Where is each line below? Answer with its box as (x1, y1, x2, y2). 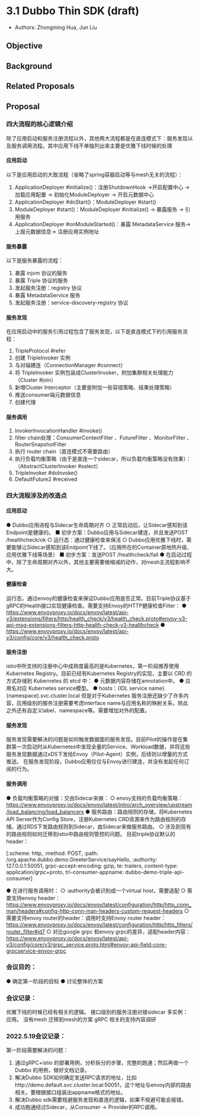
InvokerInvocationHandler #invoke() (14, 427, 102, 434)
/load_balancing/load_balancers (6, 808, 84, 815)
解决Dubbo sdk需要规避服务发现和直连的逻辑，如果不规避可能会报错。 (14, 1096, 187, 1104)
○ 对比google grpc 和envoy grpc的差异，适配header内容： (46, 928, 191, 935)
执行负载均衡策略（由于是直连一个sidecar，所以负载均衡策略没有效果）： (14, 455, 191, 462)
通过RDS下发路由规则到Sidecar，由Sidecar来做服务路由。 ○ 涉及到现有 (16, 823, 191, 830)
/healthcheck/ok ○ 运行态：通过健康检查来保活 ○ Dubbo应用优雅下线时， (6, 536, 187, 543)
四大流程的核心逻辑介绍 (6, 120, 73, 128)
